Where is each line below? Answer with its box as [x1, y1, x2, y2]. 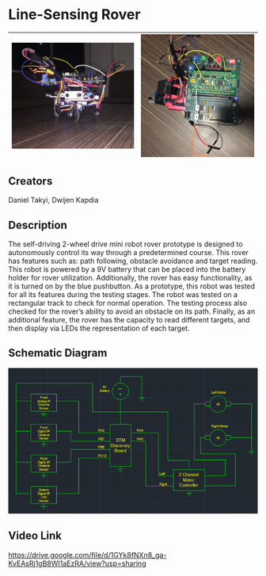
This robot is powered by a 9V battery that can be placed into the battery [8, 264, 246, 274]
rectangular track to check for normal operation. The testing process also [8, 298, 248, 307]
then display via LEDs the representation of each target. [8, 323, 190, 333]
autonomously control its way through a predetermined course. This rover [8, 247, 249, 257]
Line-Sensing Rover [8, 6, 141, 24]
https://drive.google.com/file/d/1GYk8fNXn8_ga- [8, 550, 167, 559]
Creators [8, 174, 53, 188]
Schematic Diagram [8, 346, 108, 360]
